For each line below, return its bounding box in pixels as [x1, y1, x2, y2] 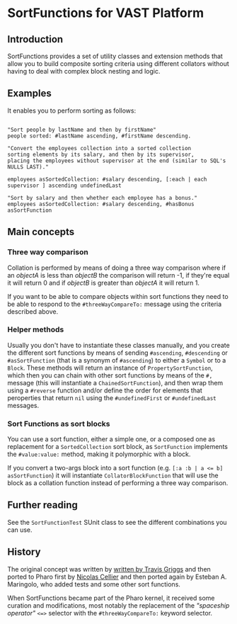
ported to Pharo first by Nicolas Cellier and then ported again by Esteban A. [7, 572, 227, 581]
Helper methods [7, 324, 64, 334]
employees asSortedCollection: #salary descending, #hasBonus [7, 200, 195, 208]
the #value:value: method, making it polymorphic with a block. [7, 450, 191, 458]
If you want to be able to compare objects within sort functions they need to [7, 292, 229, 300]
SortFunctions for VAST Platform [7, 5, 204, 21]
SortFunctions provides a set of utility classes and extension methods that [7, 52, 223, 60]
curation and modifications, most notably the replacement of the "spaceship [7, 601, 230, 610]
